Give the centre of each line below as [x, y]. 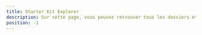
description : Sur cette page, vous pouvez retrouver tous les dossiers [98, 17]
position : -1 [23, 23]
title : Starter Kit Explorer [43, 12]
